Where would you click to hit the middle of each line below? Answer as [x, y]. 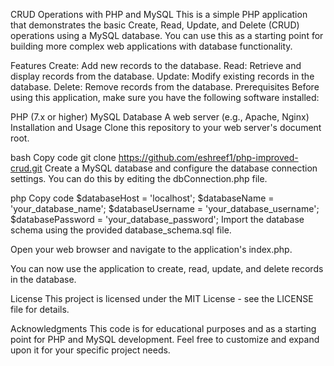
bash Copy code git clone [63, 157]
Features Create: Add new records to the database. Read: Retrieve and [156, 65]
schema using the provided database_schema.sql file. [121, 230]
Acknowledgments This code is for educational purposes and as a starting [163, 328]
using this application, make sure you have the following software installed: [165, 97]
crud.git [26, 168]
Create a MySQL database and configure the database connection [181, 168]
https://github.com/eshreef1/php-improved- [208, 157]
